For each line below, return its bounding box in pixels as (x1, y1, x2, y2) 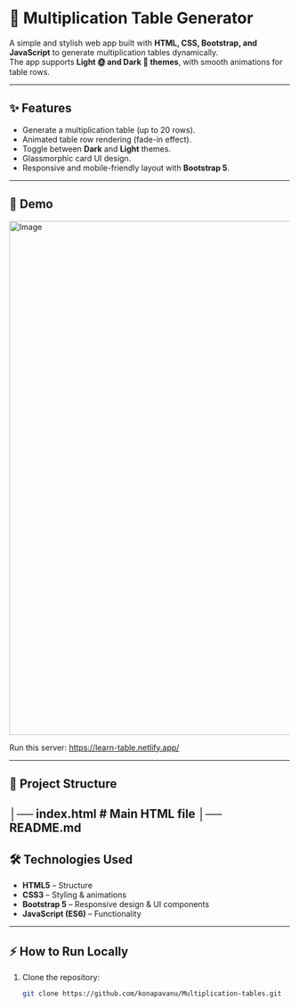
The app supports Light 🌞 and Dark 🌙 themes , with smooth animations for (9, 56, 283, 67)
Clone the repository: (21, 971, 101, 982)
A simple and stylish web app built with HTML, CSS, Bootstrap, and (9, 37, 258, 48)
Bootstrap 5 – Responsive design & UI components (21, 899, 210, 910)
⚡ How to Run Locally (9, 944, 129, 959)
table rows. (9, 66, 51, 77)
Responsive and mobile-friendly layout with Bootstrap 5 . (21, 162, 230, 173)
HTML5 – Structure (21, 880, 93, 891)
